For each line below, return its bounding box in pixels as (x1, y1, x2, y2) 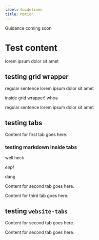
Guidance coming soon (5, 25, 52, 31)
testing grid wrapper (5, 72, 69, 81)
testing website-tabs (5, 207, 68, 215)
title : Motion (5, 12, 34, 17)
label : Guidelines (5, 7, 42, 12)
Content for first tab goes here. (5, 131, 67, 137)
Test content (5, 42, 58, 53)
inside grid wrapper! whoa (5, 95, 58, 101)
